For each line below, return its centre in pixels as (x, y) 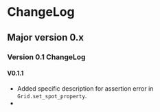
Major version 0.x (46, 37)
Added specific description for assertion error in (85, 88)
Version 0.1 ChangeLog (46, 57)
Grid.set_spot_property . (52, 96)
